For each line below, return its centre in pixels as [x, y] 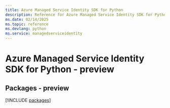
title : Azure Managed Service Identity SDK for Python [64, 10]
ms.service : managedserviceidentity [44, 33]
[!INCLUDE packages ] [28, 100]
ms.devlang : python [26, 29]
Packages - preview [37, 88]
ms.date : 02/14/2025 [27, 19]
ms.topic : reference [27, 24]
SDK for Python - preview [60, 69]
